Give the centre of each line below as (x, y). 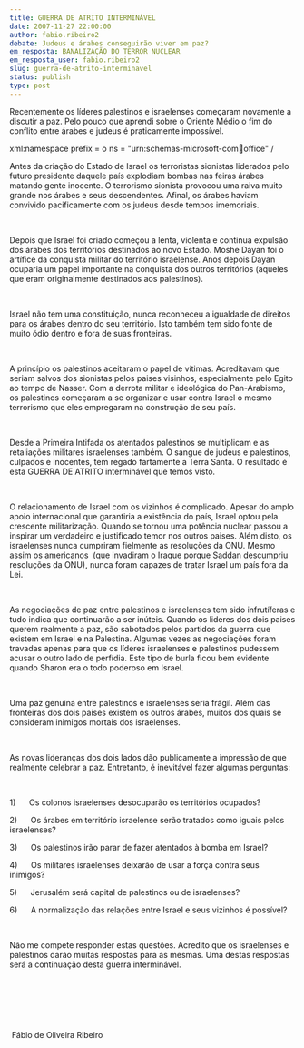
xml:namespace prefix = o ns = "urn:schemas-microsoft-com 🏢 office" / (142, 148)
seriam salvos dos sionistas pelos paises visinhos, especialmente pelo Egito (151, 378)
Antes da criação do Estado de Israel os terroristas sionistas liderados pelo (149, 166)
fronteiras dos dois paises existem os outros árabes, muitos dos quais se (146, 712)
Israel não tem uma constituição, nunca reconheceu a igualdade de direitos (150, 314)
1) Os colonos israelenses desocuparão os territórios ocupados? (135, 802)
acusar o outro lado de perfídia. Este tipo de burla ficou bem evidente (139, 658)
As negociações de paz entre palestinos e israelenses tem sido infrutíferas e (152, 610)
